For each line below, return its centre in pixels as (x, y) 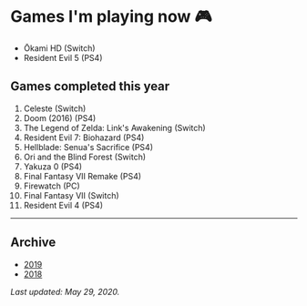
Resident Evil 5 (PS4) (63, 57)
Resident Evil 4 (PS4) (63, 205)
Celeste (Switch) (55, 108)
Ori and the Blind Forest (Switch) (85, 157)
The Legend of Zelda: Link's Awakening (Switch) (114, 127)
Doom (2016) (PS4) (60, 117)
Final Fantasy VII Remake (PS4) (82, 176)
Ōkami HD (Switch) (59, 48)
